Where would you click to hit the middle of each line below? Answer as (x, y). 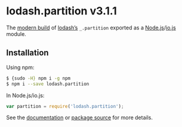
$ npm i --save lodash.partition (48, 84)
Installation (27, 53)
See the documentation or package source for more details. (80, 117)
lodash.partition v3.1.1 (62, 11)
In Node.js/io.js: (25, 95)
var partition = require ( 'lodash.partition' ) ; (65, 106)
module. (16, 34)
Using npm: (20, 67)
